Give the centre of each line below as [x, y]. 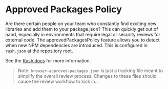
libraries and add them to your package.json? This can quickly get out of [82, 29]
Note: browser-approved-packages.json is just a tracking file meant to [90, 71]
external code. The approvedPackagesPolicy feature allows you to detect [82, 40]
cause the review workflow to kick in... [58, 81]
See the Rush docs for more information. [48, 60]
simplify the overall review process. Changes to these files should [87, 76]
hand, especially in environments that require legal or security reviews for [83, 34]
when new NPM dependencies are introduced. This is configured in [76, 45]
